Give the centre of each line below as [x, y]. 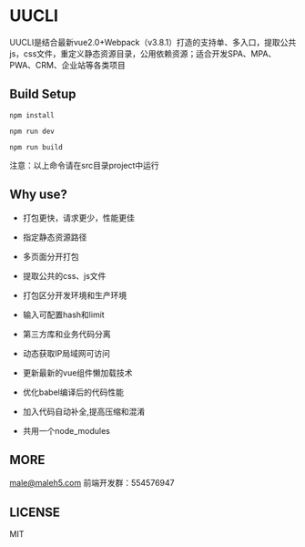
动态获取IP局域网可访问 [66, 353]
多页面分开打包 [51, 256]
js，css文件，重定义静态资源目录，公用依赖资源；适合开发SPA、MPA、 [143, 53]
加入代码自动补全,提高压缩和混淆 [84, 411]
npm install [32, 115]
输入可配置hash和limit [63, 315]
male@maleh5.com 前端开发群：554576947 [92, 483]
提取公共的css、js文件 [64, 275]
